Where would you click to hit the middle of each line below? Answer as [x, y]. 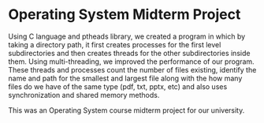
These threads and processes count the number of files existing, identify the [132, 69]
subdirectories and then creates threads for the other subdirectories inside [129, 53]
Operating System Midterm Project [125, 15]
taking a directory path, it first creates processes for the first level [115, 44]
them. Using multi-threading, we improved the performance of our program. [131, 61]
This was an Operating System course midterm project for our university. [126, 110]
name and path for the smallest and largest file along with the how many [125, 78]
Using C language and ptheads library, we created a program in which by [127, 36]
